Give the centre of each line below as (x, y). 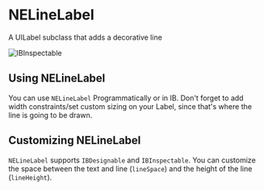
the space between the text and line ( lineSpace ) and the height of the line (130, 168)
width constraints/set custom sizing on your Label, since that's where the (130, 106)
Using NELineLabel (57, 78)
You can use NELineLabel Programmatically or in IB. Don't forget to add (126, 98)
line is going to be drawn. (50, 115)
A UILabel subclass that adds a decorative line (86, 37)
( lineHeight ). (30, 177)
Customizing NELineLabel (75, 140)
